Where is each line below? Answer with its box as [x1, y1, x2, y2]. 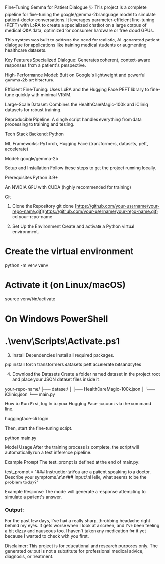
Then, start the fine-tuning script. [5, 425, 73, 431]
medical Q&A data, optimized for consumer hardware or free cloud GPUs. [5, 27, 154, 33]
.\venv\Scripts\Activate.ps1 [5, 336, 120, 347]
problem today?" [5, 479, 39, 485]
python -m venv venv [5, 262, 48, 268]
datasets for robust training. [5, 107, 62, 113]
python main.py [5, 435, 37, 441]
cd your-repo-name [12, 214, 53, 219]
